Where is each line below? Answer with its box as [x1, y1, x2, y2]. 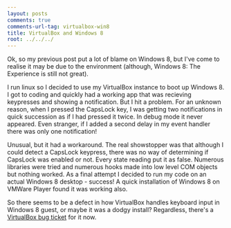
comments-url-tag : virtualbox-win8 [7, 23, 110, 30]
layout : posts [7, 10, 48, 17]
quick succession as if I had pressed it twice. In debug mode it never [7, 112, 203, 121]
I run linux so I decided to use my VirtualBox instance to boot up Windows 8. [7, 83, 225, 91]
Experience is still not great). [7, 70, 89, 78]
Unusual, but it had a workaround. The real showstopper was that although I [7, 141, 224, 149]
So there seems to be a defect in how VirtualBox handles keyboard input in [7, 198, 220, 207]
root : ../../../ [7, 36, 54, 43]
